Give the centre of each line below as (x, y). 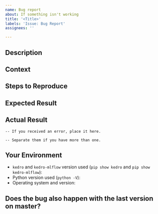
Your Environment (34, 155)
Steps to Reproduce (37, 86)
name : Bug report (23, 10)
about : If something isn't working (42, 14)
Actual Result (26, 120)
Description (24, 53)
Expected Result (31, 103)
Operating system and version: (44, 183)
